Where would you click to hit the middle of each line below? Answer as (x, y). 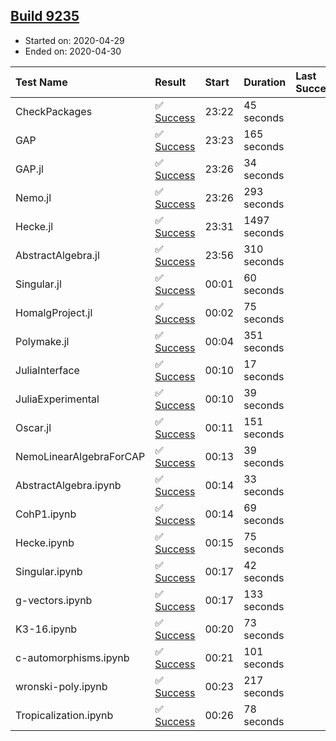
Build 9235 (45, 16)
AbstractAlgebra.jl (57, 255)
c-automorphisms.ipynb (72, 657)
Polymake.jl (42, 341)
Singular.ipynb (49, 571)
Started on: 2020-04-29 (74, 40)
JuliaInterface (47, 370)
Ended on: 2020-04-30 (73, 51)
